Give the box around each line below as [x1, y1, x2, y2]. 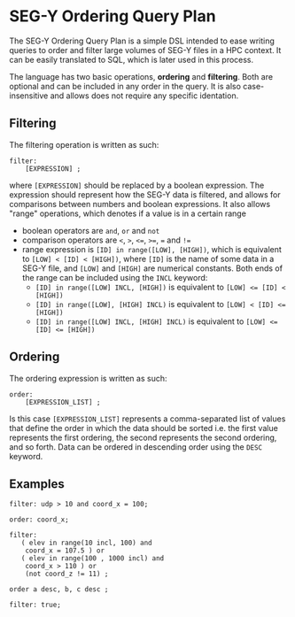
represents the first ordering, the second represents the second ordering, [9, 432, 277, 443]
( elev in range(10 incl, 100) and [20, 538, 152, 548]
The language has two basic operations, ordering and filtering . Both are [9, 71, 273, 81]
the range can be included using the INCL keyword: [21, 272, 208, 282]
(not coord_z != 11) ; [25, 569, 109, 579]
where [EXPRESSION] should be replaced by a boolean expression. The [9, 180, 265, 190]
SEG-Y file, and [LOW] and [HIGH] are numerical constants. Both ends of [21, 263, 283, 274]
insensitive [9, 90, 49, 101]
